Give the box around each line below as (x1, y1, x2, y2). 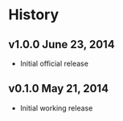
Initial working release (19, 103, 93, 113)
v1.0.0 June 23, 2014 (8, 38, 115, 51)
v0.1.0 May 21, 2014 (8, 82, 109, 95)
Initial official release (19, 58, 88, 68)
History (8, 6, 59, 24)
